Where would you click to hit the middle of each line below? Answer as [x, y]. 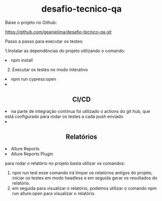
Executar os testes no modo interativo [50, 70]
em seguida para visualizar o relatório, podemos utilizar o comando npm [84, 188]
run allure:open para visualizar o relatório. [54, 193]
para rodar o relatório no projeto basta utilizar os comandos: [65, 163]
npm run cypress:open [34, 79]
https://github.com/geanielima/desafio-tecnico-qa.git [58, 32]
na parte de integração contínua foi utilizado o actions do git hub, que [81, 111]
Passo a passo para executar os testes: [44, 41]
